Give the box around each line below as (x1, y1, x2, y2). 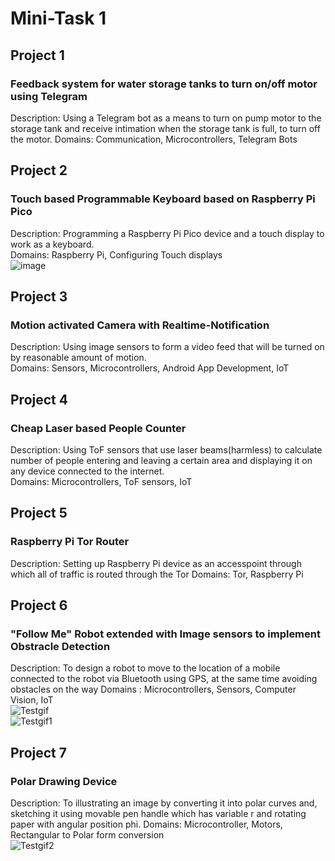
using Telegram (10, 89, 88, 103)
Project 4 (10, 391, 68, 408)
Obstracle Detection (10, 639, 111, 653)
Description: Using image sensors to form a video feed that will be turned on (10, 341, 325, 353)
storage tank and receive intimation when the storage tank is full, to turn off (10, 122, 321, 134)
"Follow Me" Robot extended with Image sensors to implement (10, 627, 321, 641)
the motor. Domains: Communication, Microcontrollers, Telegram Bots (10, 133, 298, 145)
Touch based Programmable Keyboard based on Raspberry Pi (10, 192, 316, 206)
